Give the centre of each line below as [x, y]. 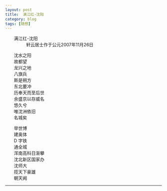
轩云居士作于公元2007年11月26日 [60, 45]
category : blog [21, 19]
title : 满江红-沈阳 [24, 14]
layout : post [19, 10]
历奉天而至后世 [29, 93]
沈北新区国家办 [29, 160]
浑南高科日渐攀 [29, 153]
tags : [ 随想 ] [18, 24]
